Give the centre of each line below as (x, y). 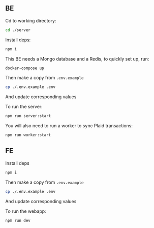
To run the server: (24, 107)
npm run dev (18, 220)
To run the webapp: (26, 211)
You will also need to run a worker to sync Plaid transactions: (69, 126)
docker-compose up (25, 68)
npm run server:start (28, 116)
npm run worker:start (28, 135)
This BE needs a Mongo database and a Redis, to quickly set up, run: (77, 59)
